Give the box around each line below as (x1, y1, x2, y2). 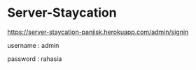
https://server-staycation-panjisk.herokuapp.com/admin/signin (7, 28, 189, 36)
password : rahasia (7, 54, 62, 63)
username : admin (7, 41, 59, 49)
